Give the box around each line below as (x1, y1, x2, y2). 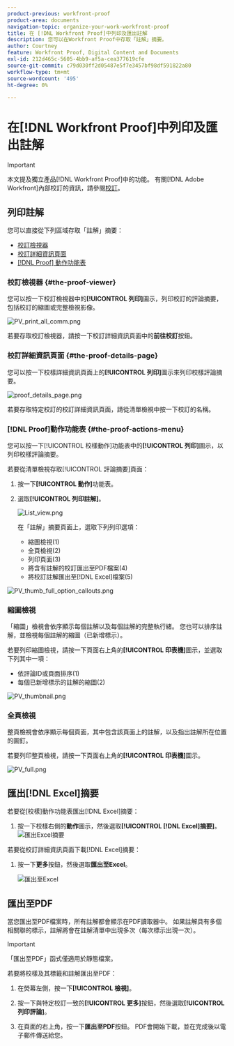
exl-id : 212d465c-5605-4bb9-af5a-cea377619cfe (7, 56, 145, 63)
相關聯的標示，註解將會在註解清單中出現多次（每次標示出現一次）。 (7, 926, 200, 934)
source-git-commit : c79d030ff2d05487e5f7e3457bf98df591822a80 (7, 62, 192, 69)
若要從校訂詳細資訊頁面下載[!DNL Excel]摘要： (7, 845, 141, 854)
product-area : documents (7, 17, 79, 24)
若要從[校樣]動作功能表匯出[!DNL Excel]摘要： (7, 807, 139, 816)
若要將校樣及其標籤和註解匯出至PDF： (7, 969, 117, 978)
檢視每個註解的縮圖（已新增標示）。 (25, 631, 127, 639)
